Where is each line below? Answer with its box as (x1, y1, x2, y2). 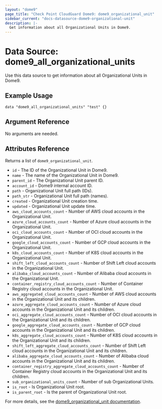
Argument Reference (5, 118, 70, 126)
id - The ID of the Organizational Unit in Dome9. (12, 167, 108, 173)
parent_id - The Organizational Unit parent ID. (12, 177, 104, 183)
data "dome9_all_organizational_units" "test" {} (5, 104, 107, 109)
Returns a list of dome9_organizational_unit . (5, 157, 93, 163)
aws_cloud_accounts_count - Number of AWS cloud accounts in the (12, 208, 145, 214)
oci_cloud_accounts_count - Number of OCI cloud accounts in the (12, 229, 143, 235)
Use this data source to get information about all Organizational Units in (5, 72, 147, 78)
